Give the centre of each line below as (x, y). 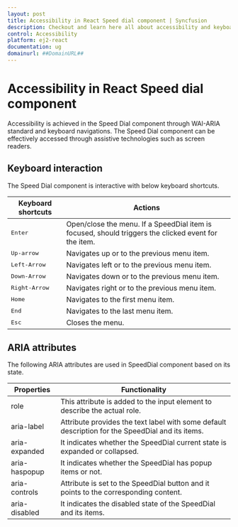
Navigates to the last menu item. (120, 311)
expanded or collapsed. (100, 452)
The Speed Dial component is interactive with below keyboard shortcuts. (113, 185)
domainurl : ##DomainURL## (45, 54)
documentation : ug (34, 47)
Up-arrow (25, 253)
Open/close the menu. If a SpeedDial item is (139, 224)
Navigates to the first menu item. (120, 299)
